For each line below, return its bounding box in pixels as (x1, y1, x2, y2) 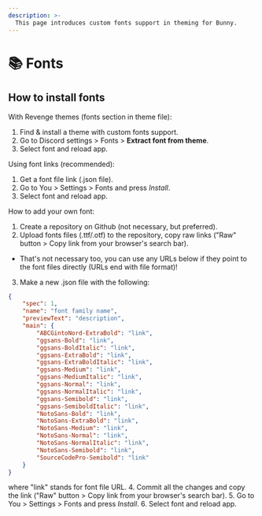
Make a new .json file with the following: (19, 277, 150, 287)
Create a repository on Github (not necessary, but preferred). (19, 221, 218, 231)
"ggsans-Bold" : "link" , (36, 336, 114, 344)
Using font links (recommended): (8, 159, 116, 169)
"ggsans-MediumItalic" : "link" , (36, 373, 143, 381)
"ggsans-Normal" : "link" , (36, 381, 122, 388)
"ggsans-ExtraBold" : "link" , (36, 351, 132, 359)
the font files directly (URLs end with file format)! (19, 262, 179, 272)
